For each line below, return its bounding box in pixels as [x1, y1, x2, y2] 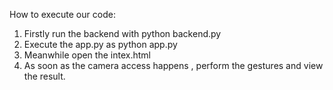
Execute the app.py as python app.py [23, 39, 178, 50]
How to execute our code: [9, 9, 116, 20]
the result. [23, 70, 66, 82]
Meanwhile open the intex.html [23, 49, 151, 61]
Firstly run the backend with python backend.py [23, 28, 222, 39]
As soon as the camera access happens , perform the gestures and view [23, 60, 324, 71]
